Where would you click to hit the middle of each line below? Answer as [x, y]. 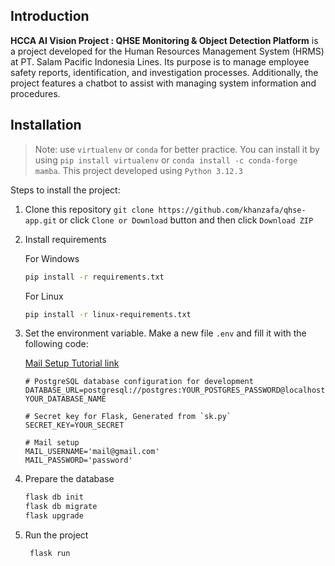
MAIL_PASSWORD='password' [78, 460]
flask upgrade [54, 516]
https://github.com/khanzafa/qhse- [232, 210]
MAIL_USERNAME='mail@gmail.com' [92, 452]
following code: [56, 344]
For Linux [44, 296]
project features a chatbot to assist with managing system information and [163, 83]
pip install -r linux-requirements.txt [108, 314]
